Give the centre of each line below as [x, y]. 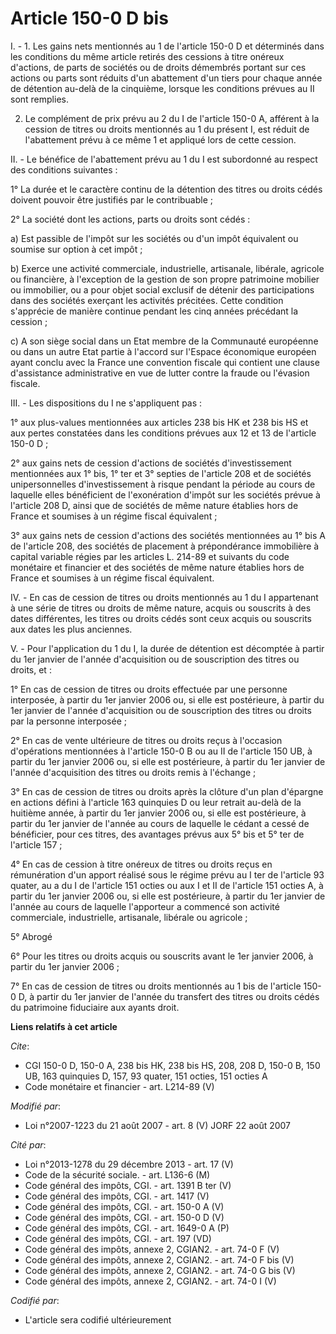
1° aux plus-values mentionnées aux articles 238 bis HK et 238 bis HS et [159, 422]
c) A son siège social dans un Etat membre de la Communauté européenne [164, 341]
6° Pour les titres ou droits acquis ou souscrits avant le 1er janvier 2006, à [162, 956]
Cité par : [28, 1144]
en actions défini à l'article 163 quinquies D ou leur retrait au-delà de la [156, 802]
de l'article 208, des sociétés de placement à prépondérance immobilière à [165, 546]
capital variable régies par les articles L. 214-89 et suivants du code [150, 556]
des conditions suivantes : [64, 169]
